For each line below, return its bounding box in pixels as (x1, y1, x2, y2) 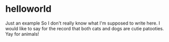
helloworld (5, 3, 52, 15)
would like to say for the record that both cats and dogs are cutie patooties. (5, 25, 164, 31)
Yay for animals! (5, 31, 39, 37)
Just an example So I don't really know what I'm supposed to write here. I (5, 20, 160, 26)
